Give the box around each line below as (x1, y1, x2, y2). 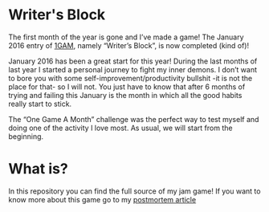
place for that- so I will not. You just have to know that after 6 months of (8, 82, 246, 92)
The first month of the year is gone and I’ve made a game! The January (8, 32, 244, 42)
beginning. (8, 131, 44, 141)
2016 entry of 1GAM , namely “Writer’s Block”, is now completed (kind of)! (8, 40, 250, 50)
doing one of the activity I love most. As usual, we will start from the (8, 123, 233, 132)
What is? (8, 160, 68, 178)
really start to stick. (8, 99, 72, 108)
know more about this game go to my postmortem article (8, 194, 197, 204)
